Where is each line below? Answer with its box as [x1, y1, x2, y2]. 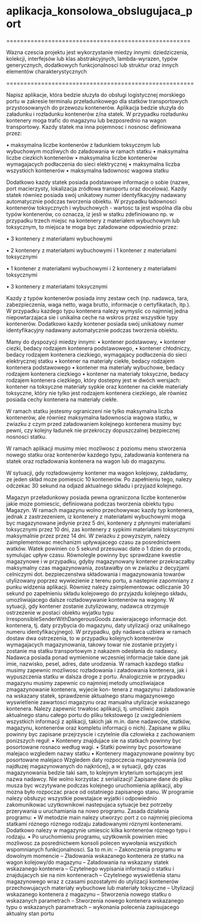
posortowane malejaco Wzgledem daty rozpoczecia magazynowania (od [6, 756, 187, 763]
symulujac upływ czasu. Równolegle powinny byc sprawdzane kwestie [6, 551, 181, 558]
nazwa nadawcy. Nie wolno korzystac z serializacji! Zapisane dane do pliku [6, 775, 192, 783]
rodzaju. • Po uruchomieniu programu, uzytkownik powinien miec [6, 833, 168, 840]
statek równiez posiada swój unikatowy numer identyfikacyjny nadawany [6, 191, 187, 198]
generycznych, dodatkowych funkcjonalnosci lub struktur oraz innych [6, 61, 179, 69]
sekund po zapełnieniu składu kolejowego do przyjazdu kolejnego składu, [6, 589, 188, 597]
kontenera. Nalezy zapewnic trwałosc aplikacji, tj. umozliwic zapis [6, 705, 169, 712]
